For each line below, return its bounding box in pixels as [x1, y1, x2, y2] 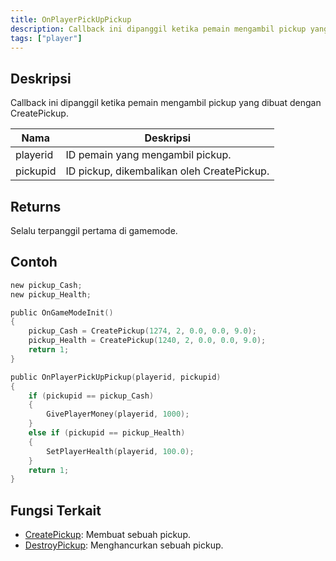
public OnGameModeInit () [10, 307, 114, 318]
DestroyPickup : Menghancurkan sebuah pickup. [24, 539, 224, 551]
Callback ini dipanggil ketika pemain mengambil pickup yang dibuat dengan [10, 97, 322, 109]
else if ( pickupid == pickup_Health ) [28, 428, 186, 438]
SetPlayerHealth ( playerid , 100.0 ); [46, 446, 195, 456]
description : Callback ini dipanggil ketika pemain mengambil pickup [10, 24, 307, 34]
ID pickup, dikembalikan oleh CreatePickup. [65, 164, 270, 178]
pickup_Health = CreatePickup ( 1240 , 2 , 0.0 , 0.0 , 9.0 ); [28, 336, 267, 346]
